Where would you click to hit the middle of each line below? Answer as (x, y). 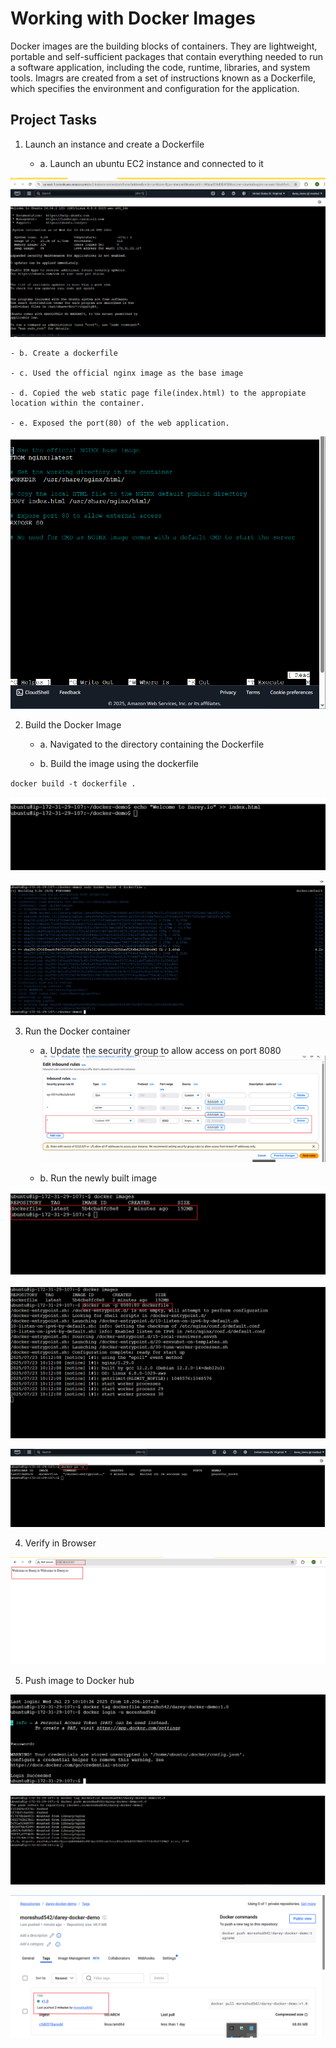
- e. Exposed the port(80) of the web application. (120, 423)
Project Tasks (54, 120)
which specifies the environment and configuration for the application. (155, 88)
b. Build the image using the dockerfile (119, 763)
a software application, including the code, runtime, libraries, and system (160, 67)
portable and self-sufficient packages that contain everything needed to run (166, 56)
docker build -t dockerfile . (73, 783)
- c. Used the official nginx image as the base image (127, 373)
